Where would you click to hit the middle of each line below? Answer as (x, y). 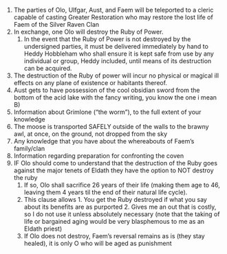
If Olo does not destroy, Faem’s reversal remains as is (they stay (114, 236)
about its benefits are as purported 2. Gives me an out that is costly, (120, 207)
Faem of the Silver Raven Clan (56, 24)
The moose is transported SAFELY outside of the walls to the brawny (111, 127)
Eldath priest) (43, 229)
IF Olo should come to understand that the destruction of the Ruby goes (116, 163)
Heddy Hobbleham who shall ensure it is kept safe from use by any (119, 54)
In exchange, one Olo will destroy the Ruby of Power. (88, 32)
